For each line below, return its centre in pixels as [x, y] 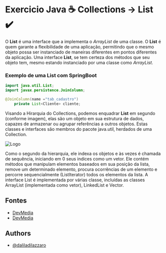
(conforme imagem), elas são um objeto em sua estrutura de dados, [75, 118]
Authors [18, 233]
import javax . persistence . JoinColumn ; [45, 90]
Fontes [16, 201]
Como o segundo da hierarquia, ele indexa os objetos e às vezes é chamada [83, 153]
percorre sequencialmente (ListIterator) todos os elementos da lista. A [77, 174]
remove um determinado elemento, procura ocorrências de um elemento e [81, 169]
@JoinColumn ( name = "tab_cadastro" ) [42, 99]
